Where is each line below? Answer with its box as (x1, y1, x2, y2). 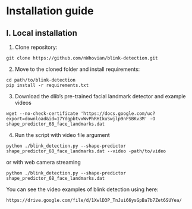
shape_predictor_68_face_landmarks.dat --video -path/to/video (6, 148, 166, 154)
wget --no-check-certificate (6, 111, 78, 117)
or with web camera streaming (6, 159, 81, 166)
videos (14, 99, 32, 106)
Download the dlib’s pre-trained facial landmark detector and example (14, 93, 186, 99)
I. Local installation (6, 28, 77, 38)
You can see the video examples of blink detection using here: (6, 186, 159, 193)
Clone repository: (14, 43, 58, 51)
